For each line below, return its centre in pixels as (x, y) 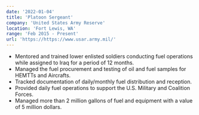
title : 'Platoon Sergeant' (40, 17)
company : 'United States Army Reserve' (56, 23)
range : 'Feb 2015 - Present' (42, 34)
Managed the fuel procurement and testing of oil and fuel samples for (100, 69)
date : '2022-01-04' (30, 12)
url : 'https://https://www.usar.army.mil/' (61, 39)
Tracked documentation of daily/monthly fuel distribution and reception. (103, 82)
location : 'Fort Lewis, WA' (41, 28)
